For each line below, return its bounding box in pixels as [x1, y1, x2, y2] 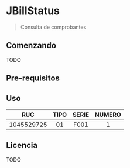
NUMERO [94, 110, 121, 119]
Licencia [6, 140, 38, 150]
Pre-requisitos [6, 73, 60, 83]
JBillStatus [6, 4, 60, 18]
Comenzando [6, 41, 57, 51]
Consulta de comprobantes [20, 23, 87, 31]
